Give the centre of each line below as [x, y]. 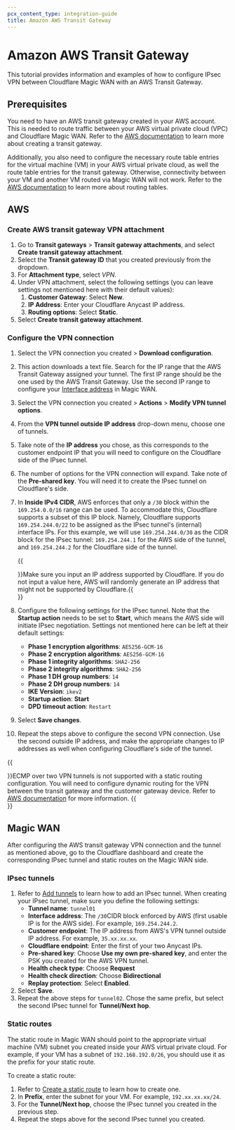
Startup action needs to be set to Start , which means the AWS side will [121, 618]
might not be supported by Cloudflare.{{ [75, 589]
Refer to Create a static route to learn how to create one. [99, 1089]
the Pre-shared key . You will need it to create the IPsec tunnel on [112, 481]
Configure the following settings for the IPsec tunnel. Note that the [113, 610]
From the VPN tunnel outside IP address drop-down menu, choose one [121, 424]
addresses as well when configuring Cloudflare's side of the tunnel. [115, 749]
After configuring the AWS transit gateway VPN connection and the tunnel [114, 845]
